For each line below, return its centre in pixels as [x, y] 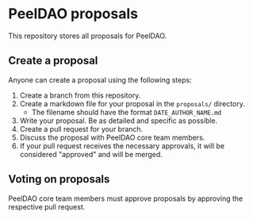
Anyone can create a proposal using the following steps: [100, 79]
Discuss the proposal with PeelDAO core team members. [112, 137]
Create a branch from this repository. [80, 95]
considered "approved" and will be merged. [91, 154]
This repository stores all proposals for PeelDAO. [88, 36]
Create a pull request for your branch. [81, 129]
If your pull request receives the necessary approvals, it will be [122, 146]
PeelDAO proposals [73, 14]
